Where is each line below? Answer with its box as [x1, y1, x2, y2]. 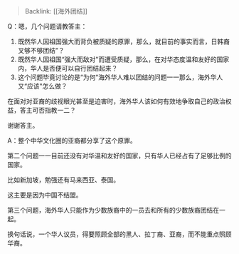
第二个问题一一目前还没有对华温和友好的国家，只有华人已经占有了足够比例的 [7, 151, 232, 160]
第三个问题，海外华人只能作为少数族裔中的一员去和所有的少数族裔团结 [7, 206, 213, 214]
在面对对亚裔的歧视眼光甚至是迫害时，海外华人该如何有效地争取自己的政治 [7, 97, 225, 106]
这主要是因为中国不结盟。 [7, 190, 83, 199]
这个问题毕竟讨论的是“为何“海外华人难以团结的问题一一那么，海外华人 [17, 73, 223, 81]
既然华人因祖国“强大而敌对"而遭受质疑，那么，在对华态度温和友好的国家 [17, 55, 230, 63]
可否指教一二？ [31, 106, 76, 114]
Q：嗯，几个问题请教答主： [7, 22, 87, 31]
